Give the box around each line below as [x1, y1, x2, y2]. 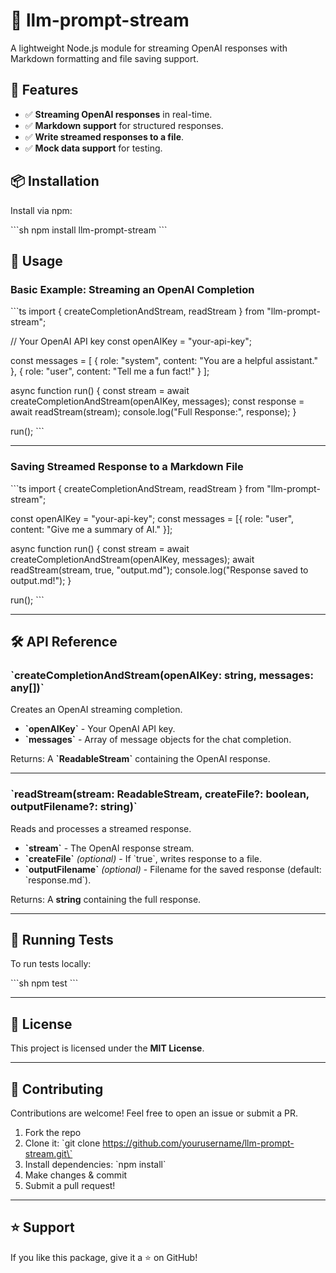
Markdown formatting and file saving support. [10, 52, 199, 64]
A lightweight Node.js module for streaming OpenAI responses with [10, 42, 288, 54]
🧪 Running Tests [10, 931, 114, 948]
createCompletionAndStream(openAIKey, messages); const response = [10, 395, 305, 408]
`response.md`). [24, 874, 92, 886]
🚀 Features [10, 82, 79, 99]
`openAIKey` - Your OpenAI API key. [24, 723, 176, 735]
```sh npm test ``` [10, 977, 79, 989]
